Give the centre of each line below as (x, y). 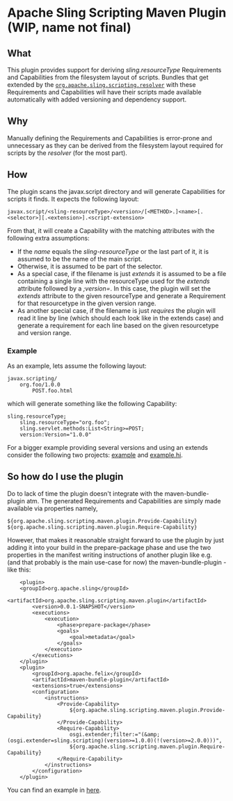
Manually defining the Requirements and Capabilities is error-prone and (110, 138)
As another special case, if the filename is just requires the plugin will (116, 310)
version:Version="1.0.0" (56, 435)
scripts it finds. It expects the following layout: (73, 199)
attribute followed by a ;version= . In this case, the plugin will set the (114, 288)
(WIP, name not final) (69, 27)
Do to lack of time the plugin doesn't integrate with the (85, 493)
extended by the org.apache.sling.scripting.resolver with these (102, 84)
